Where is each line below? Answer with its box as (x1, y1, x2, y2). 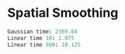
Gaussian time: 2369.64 (7, 28, 78, 35)
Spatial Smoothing (7, 5, 119, 21)
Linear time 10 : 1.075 (7, 34, 75, 41)
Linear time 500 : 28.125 (7, 41, 81, 48)
